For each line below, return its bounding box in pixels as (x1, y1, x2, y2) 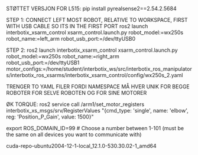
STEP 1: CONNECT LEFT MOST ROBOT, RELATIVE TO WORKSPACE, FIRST (6, 17, 188, 23)
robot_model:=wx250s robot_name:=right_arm (6, 53, 119, 60)
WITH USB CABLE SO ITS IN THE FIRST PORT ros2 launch (6, 23, 148, 29)
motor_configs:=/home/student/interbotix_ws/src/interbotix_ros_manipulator (6, 65, 192, 72)
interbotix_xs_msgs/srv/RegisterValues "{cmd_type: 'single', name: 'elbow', (6, 107, 189, 114)
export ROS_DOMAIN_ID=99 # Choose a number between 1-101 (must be (6, 125, 184, 131)
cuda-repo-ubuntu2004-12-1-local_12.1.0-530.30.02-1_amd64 (6, 143, 157, 149)
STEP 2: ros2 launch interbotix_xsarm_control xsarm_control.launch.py (6, 47, 178, 54)
